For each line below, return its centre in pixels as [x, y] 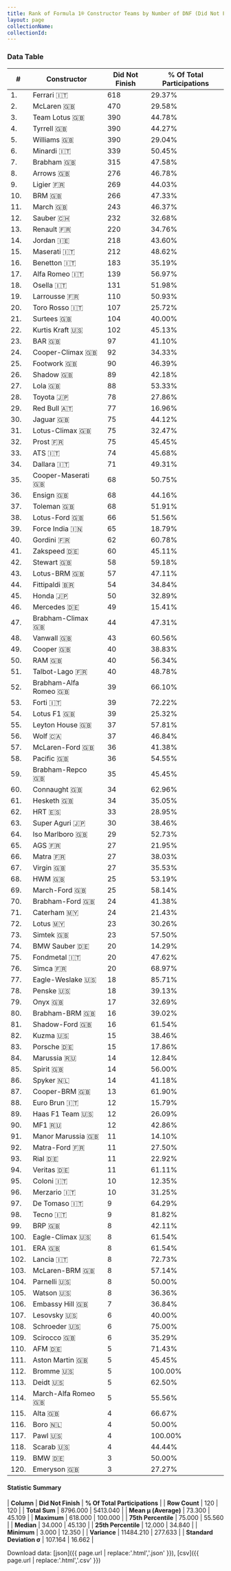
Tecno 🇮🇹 [50, 1214]
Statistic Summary [34, 1488]
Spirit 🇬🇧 [48, 1069]
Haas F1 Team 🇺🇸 [63, 1114]
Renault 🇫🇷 [52, 229]
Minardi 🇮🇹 [52, 151]
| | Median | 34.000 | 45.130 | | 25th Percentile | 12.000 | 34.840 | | [102, 1525]
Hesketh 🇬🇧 [53, 801]
